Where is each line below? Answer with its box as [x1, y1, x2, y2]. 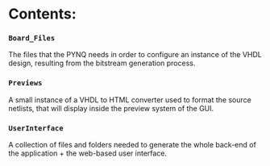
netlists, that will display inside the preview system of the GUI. [8, 103, 214, 113]
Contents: [8, 5, 77, 23]
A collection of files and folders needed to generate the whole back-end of [8, 140, 256, 150]
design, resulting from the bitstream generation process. [8, 58, 196, 68]
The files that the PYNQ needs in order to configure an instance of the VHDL [8, 50, 262, 60]
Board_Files [8, 34, 56, 43]
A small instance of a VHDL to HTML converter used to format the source [8, 94, 251, 105]
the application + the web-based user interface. [8, 148, 168, 158]
